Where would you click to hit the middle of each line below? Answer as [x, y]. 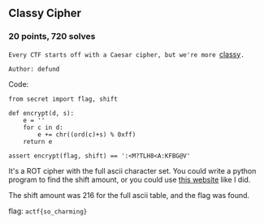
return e [38, 141]
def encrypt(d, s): [41, 113]
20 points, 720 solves [52, 37]
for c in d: [43, 127]
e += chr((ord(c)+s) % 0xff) [87, 134]
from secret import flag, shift [63, 99]
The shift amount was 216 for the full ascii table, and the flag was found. [129, 195]
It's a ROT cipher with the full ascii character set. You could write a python [132, 170]
